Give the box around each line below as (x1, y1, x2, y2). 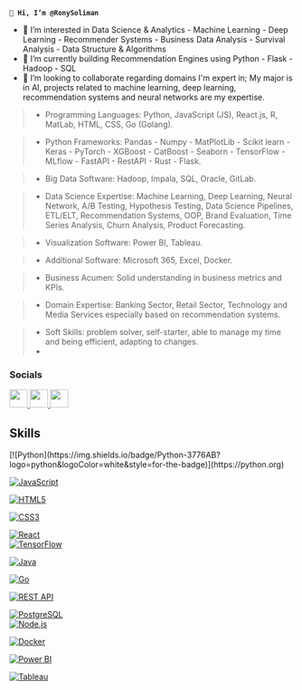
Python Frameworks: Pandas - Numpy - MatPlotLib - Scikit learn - (44, 137, 291, 147)
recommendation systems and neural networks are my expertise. (22, 91, 265, 102)
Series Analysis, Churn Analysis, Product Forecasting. (44, 220, 246, 230)
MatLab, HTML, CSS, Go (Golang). (44, 119, 174, 129)
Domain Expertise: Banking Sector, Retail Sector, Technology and (44, 300, 288, 310)
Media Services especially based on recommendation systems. (44, 309, 281, 320)
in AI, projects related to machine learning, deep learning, (22, 82, 237, 92)
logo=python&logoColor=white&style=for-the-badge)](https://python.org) (9, 459, 285, 470)
